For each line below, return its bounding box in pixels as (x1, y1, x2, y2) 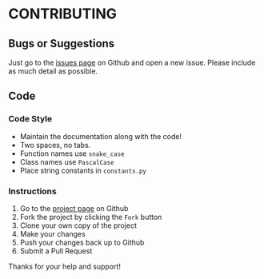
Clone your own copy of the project (19, 221, 138, 230)
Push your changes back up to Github (19, 237, 145, 247)
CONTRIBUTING (8, 5, 118, 23)
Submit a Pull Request (19, 245, 93, 256)
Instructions (8, 185, 58, 197)
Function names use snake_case (19, 149, 125, 158)
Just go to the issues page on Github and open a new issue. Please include (8, 58, 256, 67)
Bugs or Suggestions (8, 37, 115, 50)
